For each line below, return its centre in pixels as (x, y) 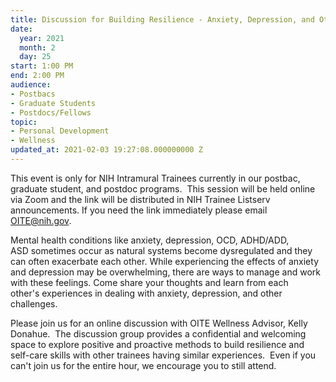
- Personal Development (60, 131)
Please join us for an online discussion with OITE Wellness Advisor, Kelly (159, 323)
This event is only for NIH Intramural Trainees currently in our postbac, (155, 178)
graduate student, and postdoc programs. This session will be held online (163, 188)
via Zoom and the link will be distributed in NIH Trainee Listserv (140, 199)
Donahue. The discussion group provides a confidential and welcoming (158, 333)
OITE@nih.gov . (41, 220)
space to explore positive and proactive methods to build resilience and (157, 344)
